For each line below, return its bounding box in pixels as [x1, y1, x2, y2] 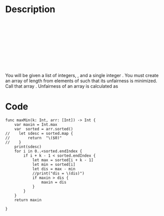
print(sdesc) [14, 144, 42, 149]
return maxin [14, 197, 42, 202]
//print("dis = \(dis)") [32, 171, 85, 176]
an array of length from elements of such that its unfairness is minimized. [5, 78, 157, 84]
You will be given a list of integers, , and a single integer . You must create [5, 72, 159, 78]
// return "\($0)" [5, 135, 62, 140]
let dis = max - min [32, 166, 76, 171]
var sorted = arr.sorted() [14, 126, 73, 131]
